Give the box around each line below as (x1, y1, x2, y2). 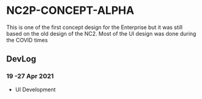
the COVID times (6, 36, 48, 43)
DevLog (6, 54, 37, 64)
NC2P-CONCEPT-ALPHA (6, 4, 134, 18)
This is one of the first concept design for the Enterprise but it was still (6, 24, 183, 31)
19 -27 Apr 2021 (6, 72, 54, 80)
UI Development (15, 86, 56, 93)
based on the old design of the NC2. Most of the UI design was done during (6, 30, 197, 37)
